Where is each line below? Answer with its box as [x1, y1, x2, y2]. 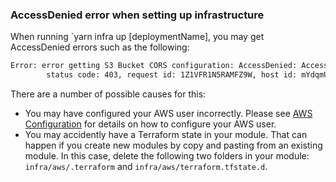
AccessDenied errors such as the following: [10, 41, 190, 53]
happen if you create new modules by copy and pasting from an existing [24, 139, 323, 152]
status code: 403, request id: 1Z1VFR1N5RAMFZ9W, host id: [46, 70, 298, 80]
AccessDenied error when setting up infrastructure [10, 8, 265, 22]
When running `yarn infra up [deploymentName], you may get [10, 31, 265, 43]
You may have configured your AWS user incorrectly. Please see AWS [24, 108, 313, 120]
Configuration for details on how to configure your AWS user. [24, 118, 277, 130]
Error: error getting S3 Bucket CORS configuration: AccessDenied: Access [10, 61, 329, 71]
